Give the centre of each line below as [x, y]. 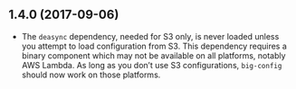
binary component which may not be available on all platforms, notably [153, 55]
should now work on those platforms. [91, 75]
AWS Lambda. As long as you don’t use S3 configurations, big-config [152, 65]
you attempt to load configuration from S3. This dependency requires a [154, 46]
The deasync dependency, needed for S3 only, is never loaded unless [150, 36]
